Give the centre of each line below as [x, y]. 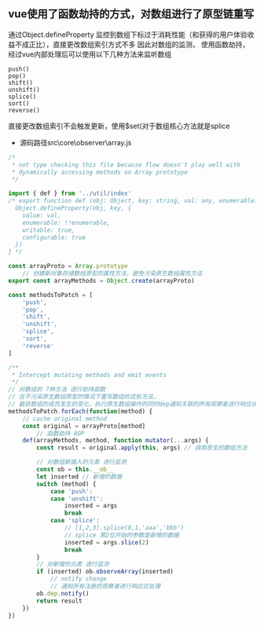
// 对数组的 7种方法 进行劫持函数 [57, 390]
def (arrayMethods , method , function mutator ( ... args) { [116, 441]
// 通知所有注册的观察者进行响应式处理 [105, 587]
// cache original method [65, 419]
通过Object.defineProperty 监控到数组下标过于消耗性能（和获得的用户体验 [128, 35]
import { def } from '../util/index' [70, 194]
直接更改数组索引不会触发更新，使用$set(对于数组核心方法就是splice [119, 126]
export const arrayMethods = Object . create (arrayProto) [101, 280]
